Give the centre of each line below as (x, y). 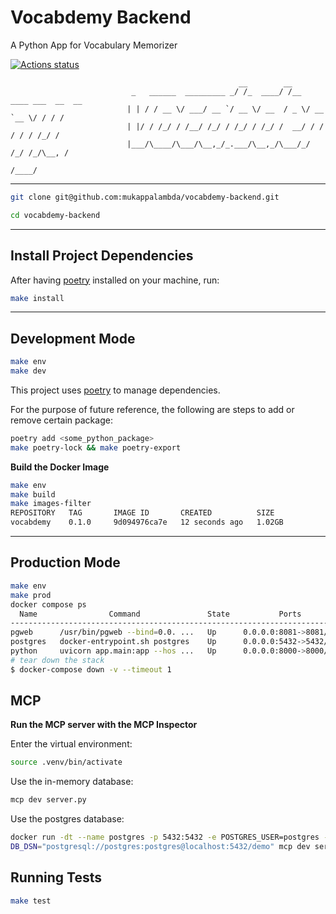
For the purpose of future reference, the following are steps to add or (152, 409)
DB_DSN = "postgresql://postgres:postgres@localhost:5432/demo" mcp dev (160, 847)
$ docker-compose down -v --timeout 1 (91, 669)
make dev (28, 371)
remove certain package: (61, 420)
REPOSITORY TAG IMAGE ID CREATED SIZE (142, 513)
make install (37, 298)
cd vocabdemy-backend (55, 215)
